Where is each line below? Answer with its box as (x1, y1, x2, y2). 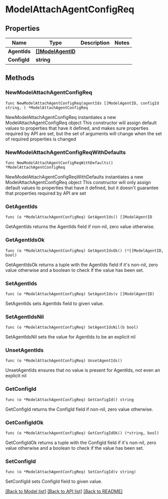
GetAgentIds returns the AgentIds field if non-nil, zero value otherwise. (5, 224, 155, 230)
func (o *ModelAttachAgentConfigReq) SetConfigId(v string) (5, 469, 137, 475)
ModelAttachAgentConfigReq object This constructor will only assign (5, 179, 151, 185)
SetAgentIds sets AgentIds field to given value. (5, 300, 104, 306)
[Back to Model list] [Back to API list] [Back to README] (5, 488, 123, 494)
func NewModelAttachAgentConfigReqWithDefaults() (5, 160, 114, 165)
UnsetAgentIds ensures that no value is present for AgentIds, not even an (5, 367, 160, 373)
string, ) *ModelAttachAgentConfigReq (5, 105, 88, 110)
